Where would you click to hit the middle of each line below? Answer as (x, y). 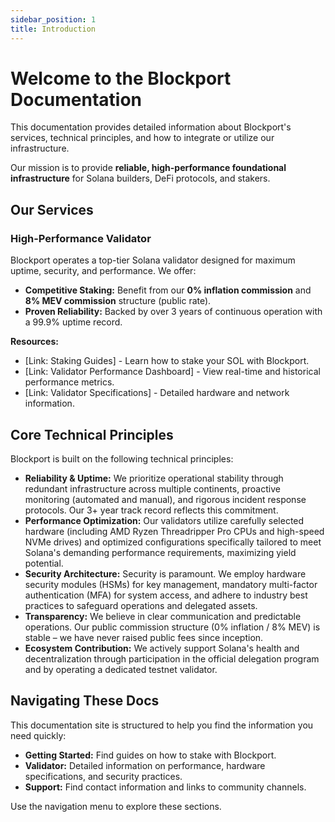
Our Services (52, 209)
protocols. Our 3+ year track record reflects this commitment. (151, 510)
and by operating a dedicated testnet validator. (121, 669)
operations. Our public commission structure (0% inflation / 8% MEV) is (172, 627)
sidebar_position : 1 (53, 19)
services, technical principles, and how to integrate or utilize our (142, 138)
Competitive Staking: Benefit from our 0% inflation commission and (168, 290)
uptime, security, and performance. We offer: (103, 271)
